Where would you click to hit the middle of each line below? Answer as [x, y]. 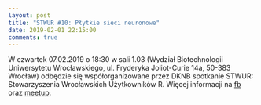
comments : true [33, 37]
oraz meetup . [30, 93]
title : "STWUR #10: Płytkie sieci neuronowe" [84, 23]
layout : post [29, 15]
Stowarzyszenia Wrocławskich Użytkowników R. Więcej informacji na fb [125, 85]
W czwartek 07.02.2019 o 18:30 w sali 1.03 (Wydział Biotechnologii [116, 60]
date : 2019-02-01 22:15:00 [52, 30]
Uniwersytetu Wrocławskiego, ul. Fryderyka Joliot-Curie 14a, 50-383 [119, 68]
